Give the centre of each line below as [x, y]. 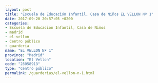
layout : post [18, 10]
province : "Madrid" [25, 55]
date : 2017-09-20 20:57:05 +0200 [39, 19]
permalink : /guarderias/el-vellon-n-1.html [50, 73]
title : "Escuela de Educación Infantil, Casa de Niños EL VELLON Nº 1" [79, 14]
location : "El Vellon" [28, 60]
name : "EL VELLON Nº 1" [29, 50]
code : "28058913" [23, 64]
